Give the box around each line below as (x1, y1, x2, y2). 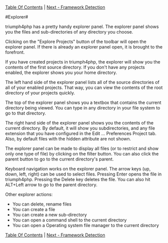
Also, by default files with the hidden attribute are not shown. (5, 136, 131, 141)
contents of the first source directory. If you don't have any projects (5, 64, 145, 70)
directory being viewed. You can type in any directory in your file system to (5, 105, 160, 110)
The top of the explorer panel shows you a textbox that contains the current (5, 99, 161, 105)
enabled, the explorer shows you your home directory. (5, 69, 117, 75)
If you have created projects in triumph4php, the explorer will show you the (5, 59, 160, 64)
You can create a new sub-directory (12, 212, 87, 217)
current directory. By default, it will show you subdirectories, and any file (5, 125, 155, 131)
